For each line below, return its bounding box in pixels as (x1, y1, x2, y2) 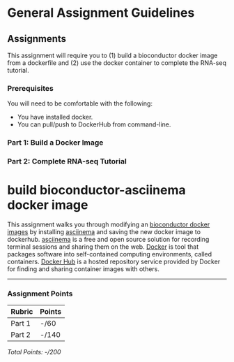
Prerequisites (7, 83, 54, 93)
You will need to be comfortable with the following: (7, 99, 153, 108)
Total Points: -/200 (7, 348, 61, 356)
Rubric (10, 307, 33, 317)
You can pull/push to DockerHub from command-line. (17, 120, 171, 129)
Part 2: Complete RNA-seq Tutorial (7, 157, 127, 166)
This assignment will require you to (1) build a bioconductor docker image (7, 51, 218, 59)
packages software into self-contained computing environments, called (7, 250, 212, 259)
